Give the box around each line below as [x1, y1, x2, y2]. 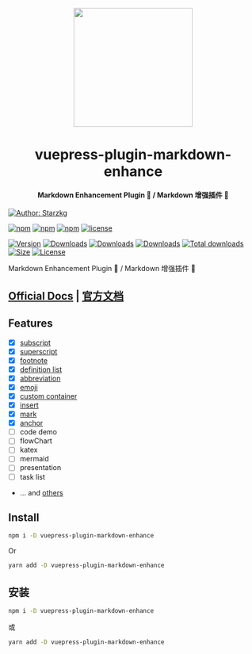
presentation [19, 463, 62, 472]
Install [8, 511, 40, 524]
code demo [19, 427, 58, 437]
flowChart [19, 436, 53, 446]
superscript [19, 346, 58, 356]
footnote [19, 355, 48, 365]
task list [19, 472, 46, 481]
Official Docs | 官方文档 [8, 289, 124, 303]
